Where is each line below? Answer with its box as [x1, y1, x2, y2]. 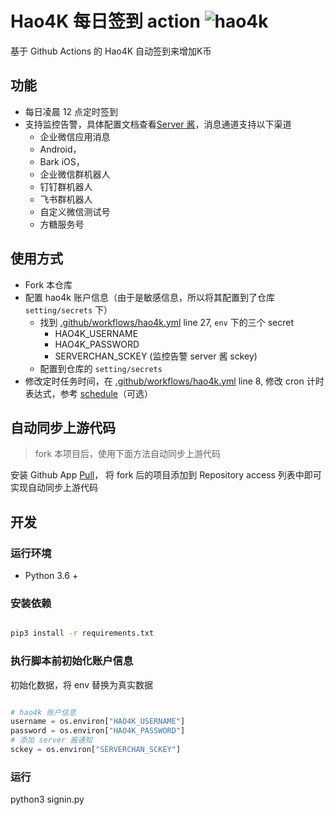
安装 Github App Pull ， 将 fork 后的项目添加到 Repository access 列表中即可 [10, 469, 322, 481]
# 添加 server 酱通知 [10, 735, 93, 746]
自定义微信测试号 [39, 205, 111, 217]
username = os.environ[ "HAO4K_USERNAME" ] [10, 717, 186, 727]
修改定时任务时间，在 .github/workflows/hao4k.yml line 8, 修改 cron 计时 [24, 375, 325, 387]
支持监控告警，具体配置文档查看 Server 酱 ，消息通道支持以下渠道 [24, 118, 292, 130]
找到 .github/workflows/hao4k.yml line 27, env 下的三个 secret [39, 316, 294, 328]
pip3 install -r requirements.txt [10, 628, 155, 639]
